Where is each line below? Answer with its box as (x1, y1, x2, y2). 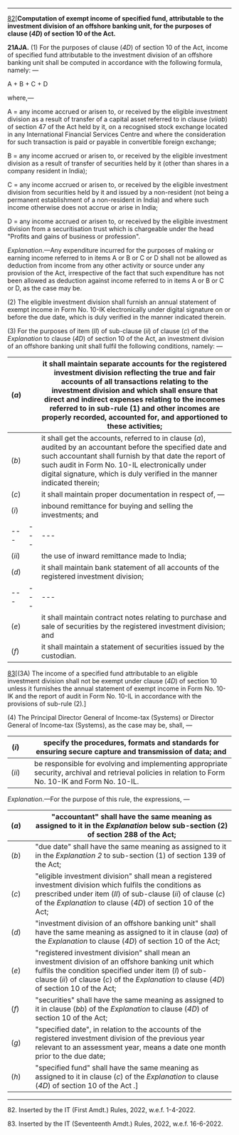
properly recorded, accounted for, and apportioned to (41, 412, 228, 422)
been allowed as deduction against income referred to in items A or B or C (7, 276, 224, 285)
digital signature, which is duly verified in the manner (41, 469, 218, 479)
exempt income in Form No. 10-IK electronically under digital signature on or (7, 305, 231, 314)
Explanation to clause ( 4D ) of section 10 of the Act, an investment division (7, 335, 225, 342)
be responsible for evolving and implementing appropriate (34, 759, 228, 768)
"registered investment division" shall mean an (35, 948, 191, 957)
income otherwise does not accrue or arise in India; (7, 203, 159, 211)
